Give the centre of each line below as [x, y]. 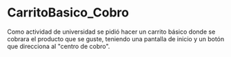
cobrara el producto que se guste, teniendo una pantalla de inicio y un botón [116, 38]
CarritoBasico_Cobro [68, 13]
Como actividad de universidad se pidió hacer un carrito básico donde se [111, 32]
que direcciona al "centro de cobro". [59, 46]
